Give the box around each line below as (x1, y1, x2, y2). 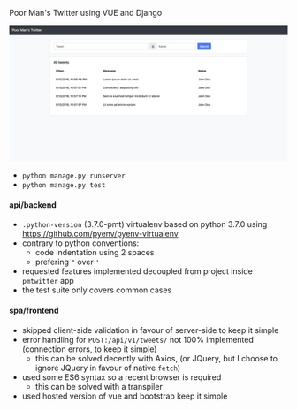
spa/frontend (9, 305, 59, 315)
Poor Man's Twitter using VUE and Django (9, 8, 163, 18)
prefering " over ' (34, 256, 100, 268)
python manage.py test (21, 181, 106, 190)
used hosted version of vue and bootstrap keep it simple (21, 391, 228, 401)
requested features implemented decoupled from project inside (21, 266, 254, 277)
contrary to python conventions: (21, 238, 140, 248)
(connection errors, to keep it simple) (21, 344, 157, 354)
